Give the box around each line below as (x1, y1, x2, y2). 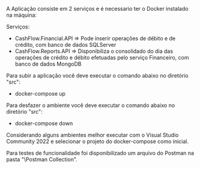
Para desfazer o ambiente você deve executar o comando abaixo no (6, 102, 175, 109)
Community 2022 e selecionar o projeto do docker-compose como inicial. (6, 138, 189, 145)
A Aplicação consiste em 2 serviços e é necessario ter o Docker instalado (6, 5, 189, 12)
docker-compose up (14, 90, 66, 97)
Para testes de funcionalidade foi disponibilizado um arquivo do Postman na (6, 150, 194, 156)
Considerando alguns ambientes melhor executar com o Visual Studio (6, 132, 179, 138)
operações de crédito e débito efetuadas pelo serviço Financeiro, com (14, 54, 189, 61)
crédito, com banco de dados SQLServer (14, 41, 117, 48)
